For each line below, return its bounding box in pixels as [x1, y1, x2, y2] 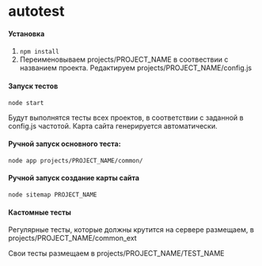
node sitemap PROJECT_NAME [8, 191, 97, 199]
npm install [19, 48, 59, 56]
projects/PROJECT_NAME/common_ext [8, 234, 137, 243]
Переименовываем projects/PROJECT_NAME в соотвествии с [19, 54, 229, 65]
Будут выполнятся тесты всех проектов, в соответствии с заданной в [8, 113, 244, 122]
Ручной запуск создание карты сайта [8, 173, 140, 183]
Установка [8, 28, 45, 38]
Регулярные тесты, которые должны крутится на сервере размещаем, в [8, 225, 255, 234]
